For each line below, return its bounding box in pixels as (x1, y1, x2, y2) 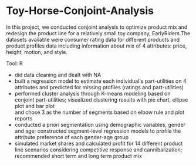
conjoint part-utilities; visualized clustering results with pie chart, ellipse (14, 96, 188, 103)
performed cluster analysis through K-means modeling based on (14, 90, 171, 97)
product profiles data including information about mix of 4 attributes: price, (6, 42, 187, 49)
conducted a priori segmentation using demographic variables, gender (14, 121, 186, 128)
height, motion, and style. (6, 48, 67, 55)
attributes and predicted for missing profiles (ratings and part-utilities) (14, 83, 184, 90)
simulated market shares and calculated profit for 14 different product (14, 140, 183, 147)
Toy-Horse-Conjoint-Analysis (6, 4, 154, 18)
